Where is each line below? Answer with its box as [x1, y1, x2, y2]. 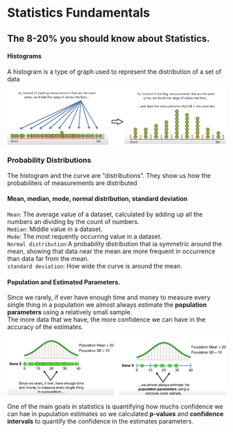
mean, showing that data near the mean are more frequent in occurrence [7, 247, 216, 255]
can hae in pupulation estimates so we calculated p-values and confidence [7, 409, 224, 418]
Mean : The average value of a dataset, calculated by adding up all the [7, 210, 203, 218]
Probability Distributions [7, 155, 92, 165]
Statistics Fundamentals [7, 5, 150, 21]
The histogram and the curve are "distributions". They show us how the [7, 171, 212, 179]
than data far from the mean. [7, 255, 89, 263]
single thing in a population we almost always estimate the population [7, 301, 207, 309]
